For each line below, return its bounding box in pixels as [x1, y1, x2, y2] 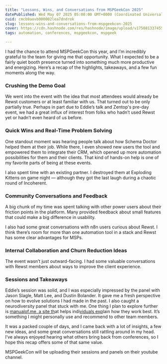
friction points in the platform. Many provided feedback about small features [5, 209, 162, 215]
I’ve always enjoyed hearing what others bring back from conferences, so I [5, 334, 159, 340]
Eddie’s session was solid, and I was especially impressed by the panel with [5, 287, 160, 293]
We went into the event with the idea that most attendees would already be [5, 93, 159, 100]
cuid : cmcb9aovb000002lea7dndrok [5, 16, 75, 21]
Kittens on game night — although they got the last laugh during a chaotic [5, 175, 157, 181]
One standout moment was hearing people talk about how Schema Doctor [5, 138, 157, 145]
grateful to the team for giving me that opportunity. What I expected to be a [5, 54, 159, 60]
